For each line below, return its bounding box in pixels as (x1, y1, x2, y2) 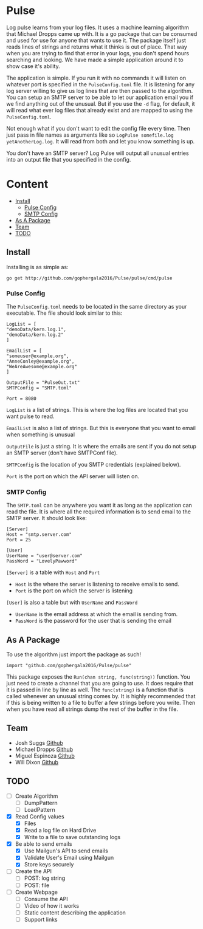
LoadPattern (24, 806, 56, 813)
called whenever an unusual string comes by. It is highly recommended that (6, 693, 196, 700)
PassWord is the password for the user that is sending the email (15, 617, 172, 625)
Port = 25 (6, 537, 32, 543)
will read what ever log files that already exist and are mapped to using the (6, 106, 193, 114)
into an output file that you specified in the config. (6, 156, 131, 163)
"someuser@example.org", (6, 353, 69, 359)
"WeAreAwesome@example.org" (6, 363, 78, 369)
